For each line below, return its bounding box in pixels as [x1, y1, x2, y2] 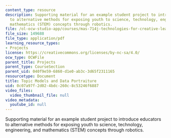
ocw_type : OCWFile [5, 54, 44, 60]
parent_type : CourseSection [5, 64, 65, 69]
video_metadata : [5, 97, 40, 102]
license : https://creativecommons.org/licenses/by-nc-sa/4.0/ [5, 50, 140, 55]
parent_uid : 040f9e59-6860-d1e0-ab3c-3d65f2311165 [5, 69, 115, 74]
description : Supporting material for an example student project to [5, 12, 156, 17]
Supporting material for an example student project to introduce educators [5, 116, 161, 122]
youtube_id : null [10, 102, 47, 107]
